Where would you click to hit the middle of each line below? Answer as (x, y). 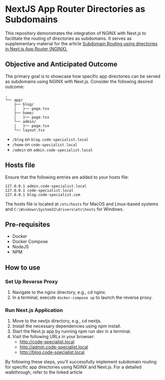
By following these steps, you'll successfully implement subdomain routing (81, 362)
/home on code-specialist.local (45, 144)
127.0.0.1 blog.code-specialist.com (43, 195)
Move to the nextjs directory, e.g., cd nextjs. (57, 321)
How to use (23, 268)
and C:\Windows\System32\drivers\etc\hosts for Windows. (65, 209)
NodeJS (20, 247)
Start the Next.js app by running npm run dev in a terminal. (72, 331)
